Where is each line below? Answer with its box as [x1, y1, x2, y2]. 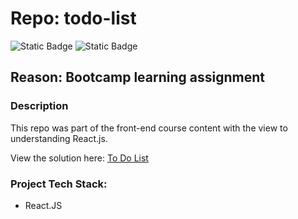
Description [10, 99, 69, 113]
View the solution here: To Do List [10, 152, 149, 164]
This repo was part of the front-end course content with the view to [10, 122, 288, 134]
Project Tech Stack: [10, 177, 108, 191]
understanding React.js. [10, 132, 108, 144]
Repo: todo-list [10, 7, 137, 30]
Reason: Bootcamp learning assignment [10, 69, 265, 86]
